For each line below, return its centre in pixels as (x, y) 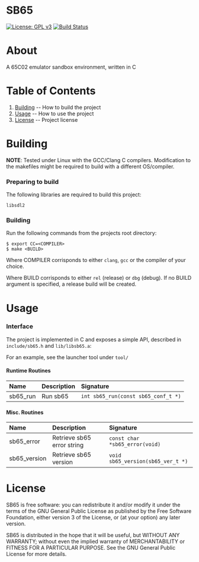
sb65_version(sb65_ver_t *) (148, 461)
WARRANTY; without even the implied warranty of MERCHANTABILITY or (96, 541)
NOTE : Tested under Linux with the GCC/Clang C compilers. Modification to (99, 160)
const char (124, 439)
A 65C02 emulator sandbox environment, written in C (71, 67)
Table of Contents (51, 91)
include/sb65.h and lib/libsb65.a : (49, 345)
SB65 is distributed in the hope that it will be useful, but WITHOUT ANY (93, 535)
